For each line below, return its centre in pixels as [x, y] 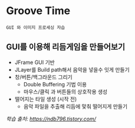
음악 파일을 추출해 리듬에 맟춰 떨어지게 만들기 [75, 106]
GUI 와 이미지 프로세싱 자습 [36, 28]
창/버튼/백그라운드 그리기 [43, 77]
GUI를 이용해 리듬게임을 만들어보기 [66, 47]
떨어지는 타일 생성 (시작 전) [46, 99]
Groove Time [38, 11]
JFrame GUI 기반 [34, 62]
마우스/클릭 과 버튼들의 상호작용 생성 [65, 92]
